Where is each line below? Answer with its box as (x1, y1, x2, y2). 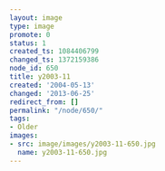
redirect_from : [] (9, 97, 79, 107)
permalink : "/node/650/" (9, 106, 103, 115)
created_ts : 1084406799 (9, 47, 100, 56)
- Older (9, 123, 39, 132)
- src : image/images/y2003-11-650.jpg (9, 139, 156, 148)
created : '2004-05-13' (9, 81, 95, 90)
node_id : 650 (9, 64, 59, 73)
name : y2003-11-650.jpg (17, 147, 107, 157)
